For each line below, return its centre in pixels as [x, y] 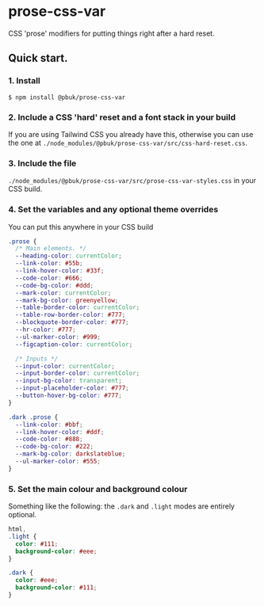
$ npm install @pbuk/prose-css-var [67, 97]
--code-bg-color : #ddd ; [54, 285]
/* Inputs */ [37, 359]
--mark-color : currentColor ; [63, 293]
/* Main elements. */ [51, 249]
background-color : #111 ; [56, 588]
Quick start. [38, 58]
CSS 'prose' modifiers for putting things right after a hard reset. [112, 33]
